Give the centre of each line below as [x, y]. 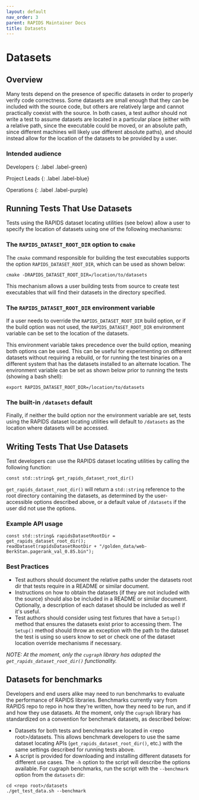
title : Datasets [26, 28]
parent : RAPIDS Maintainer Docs [46, 23]
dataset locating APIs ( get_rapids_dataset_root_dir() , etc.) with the [99, 743]
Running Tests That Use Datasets [69, 208]
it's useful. [28, 611]
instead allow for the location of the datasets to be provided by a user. [92, 138]
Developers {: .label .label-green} [47, 167]
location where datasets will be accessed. [57, 428]
